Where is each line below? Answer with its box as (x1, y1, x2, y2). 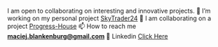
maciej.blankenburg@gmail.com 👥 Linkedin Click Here (7, 32, 168, 40)
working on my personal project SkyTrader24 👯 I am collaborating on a (7, 14, 212, 22)
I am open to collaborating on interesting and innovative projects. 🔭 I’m (7, 7, 211, 15)
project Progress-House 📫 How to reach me (7, 22, 137, 30)
